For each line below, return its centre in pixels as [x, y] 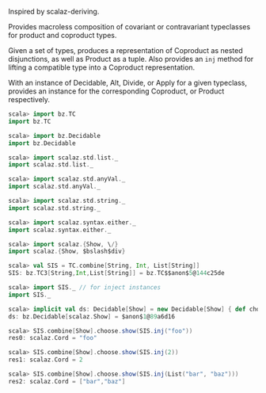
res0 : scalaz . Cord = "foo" [53, 338]
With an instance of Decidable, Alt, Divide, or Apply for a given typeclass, [128, 83]
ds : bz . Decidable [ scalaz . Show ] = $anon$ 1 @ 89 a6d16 [92, 316]
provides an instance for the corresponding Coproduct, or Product [116, 91]
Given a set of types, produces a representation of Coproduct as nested [125, 50]
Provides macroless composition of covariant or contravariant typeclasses [129, 27]
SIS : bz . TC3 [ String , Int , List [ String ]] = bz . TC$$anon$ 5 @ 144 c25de [116, 273]
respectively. [29, 99]
